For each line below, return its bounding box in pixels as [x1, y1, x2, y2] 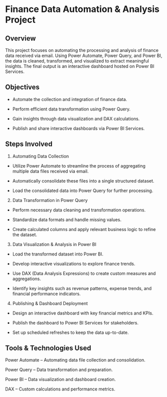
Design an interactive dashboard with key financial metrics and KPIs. [12, 310, 154, 316]
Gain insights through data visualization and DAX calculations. [12, 115, 140, 121]
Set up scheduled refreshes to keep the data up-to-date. [12, 329, 129, 335]
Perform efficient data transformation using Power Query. [12, 106, 131, 112]
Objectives [5, 83, 40, 91]
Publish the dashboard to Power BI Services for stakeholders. [12, 319, 139, 325]
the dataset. [12, 231, 37, 237]
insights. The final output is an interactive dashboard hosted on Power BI [5, 63, 155, 69]
